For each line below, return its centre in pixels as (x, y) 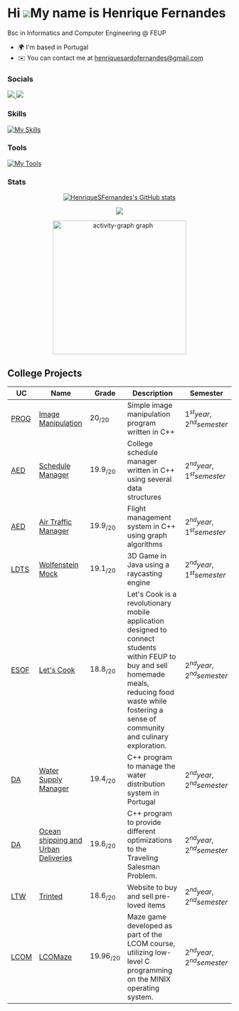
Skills (17, 114)
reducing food (150, 692)
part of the (145, 934)
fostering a (145, 709)
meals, (138, 683)
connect (141, 638)
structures (144, 497)
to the (137, 848)
